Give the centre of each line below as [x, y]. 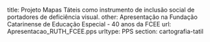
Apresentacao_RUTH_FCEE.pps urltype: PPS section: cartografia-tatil [105, 31]
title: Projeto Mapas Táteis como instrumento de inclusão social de [101, 10]
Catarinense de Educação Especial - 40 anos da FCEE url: [89, 24]
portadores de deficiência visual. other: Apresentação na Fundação [102, 17]
